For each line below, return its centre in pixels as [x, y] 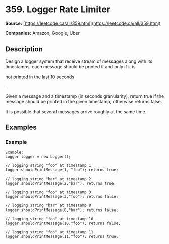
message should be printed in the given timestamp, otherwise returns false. [84, 101]
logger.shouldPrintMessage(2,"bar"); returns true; [61, 184]
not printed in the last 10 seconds [40, 77]
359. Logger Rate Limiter [58, 9]
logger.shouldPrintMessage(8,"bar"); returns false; [62, 210]
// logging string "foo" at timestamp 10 [49, 219]
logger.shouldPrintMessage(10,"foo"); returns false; [63, 223]
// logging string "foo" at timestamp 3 [48, 192]
